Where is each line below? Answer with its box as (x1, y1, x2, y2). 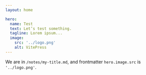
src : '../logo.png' (14, 40, 56, 46)
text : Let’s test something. (10, 26, 72, 31)
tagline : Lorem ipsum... (10, 31, 63, 36)
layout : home (5, 7, 33, 13)
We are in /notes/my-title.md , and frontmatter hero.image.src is (5, 59, 141, 65)
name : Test (10, 21, 33, 26)
